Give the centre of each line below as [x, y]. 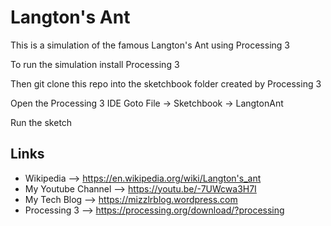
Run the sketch [41, 122]
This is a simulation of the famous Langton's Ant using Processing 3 [150, 45]
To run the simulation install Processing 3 [95, 64]
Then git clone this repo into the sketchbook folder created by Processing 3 [166, 83]
